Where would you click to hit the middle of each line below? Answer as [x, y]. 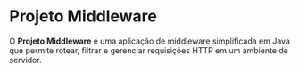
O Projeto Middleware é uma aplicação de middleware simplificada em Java [149, 41]
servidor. [25, 60]
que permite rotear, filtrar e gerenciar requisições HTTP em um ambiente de [149, 50]
